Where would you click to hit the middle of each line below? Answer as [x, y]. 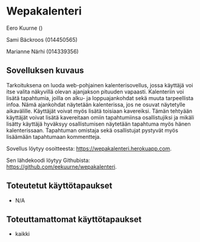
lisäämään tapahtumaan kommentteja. [54, 136]
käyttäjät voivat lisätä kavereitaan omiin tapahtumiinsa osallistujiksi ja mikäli [100, 117]
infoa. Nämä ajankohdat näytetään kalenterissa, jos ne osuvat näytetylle [96, 104]
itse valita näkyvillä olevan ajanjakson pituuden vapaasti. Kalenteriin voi [95, 92]
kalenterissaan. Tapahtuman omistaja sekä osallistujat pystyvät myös [92, 130]
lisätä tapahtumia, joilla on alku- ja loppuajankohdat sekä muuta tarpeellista [100, 98]
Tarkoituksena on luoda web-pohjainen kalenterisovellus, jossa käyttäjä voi [100, 85]
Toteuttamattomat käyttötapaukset [74, 219]
